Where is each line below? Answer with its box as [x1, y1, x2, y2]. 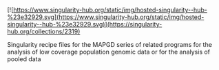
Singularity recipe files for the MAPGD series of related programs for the [7, 41, 212, 48]
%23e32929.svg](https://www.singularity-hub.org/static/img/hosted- [7, 13, 205, 21]
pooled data [7, 55, 41, 63]
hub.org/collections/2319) [7, 27, 81, 35]
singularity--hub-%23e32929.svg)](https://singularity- [7, 20, 163, 28]
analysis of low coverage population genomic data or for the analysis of [7, 48, 211, 56]
